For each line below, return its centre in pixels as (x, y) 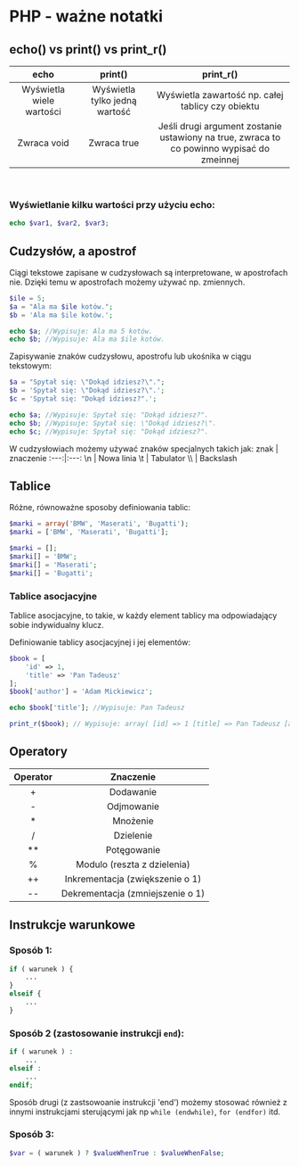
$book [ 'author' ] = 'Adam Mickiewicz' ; (81, 692)
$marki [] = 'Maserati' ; (53, 565)
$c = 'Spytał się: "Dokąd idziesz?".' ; (83, 399)
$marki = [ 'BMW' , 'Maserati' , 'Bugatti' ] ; (89, 533)
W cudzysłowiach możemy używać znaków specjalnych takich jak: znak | (144, 449)
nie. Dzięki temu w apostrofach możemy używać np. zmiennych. (127, 282)
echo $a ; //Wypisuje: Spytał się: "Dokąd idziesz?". (109, 415)
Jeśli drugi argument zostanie (220, 126)
